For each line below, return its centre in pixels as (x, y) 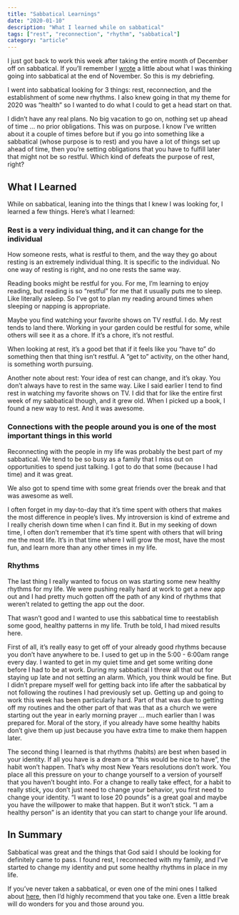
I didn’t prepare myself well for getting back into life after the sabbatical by (117, 684)
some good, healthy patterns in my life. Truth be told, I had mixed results (114, 625)
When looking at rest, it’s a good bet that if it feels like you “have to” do (112, 349)
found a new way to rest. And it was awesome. (76, 408)
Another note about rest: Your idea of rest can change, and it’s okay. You (114, 378)
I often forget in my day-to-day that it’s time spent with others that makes (115, 509)
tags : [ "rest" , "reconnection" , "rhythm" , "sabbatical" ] (94, 34)
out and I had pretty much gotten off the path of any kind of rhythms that (114, 596)
